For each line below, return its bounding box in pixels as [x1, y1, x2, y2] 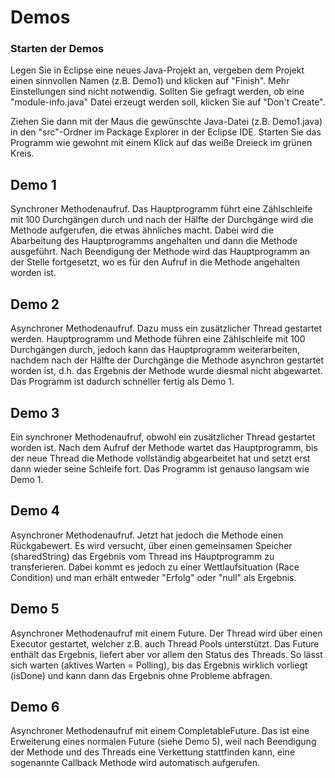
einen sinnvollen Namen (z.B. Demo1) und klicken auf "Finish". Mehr [10, 75, 290, 87]
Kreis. [10, 147, 35, 160]
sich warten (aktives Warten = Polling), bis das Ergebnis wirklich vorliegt [10, 659, 308, 671]
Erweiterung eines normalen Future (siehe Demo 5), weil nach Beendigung [10, 736, 317, 748]
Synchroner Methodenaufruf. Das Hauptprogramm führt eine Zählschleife [10, 203, 313, 215]
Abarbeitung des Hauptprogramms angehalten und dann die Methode [10, 235, 298, 247]
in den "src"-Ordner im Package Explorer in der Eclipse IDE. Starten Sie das [10, 126, 322, 138]
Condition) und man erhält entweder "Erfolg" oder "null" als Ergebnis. [10, 571, 297, 583]
